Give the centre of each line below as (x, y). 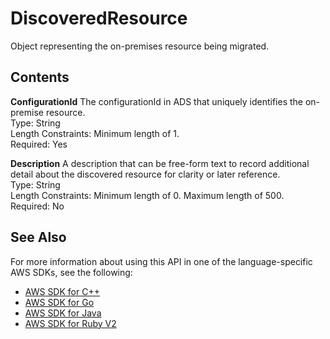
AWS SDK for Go (59, 302)
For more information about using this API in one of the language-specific (161, 261)
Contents (40, 77)
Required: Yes (39, 144)
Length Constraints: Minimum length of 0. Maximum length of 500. (147, 195)
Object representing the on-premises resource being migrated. (140, 46)
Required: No (37, 206)
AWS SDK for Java (63, 313)
